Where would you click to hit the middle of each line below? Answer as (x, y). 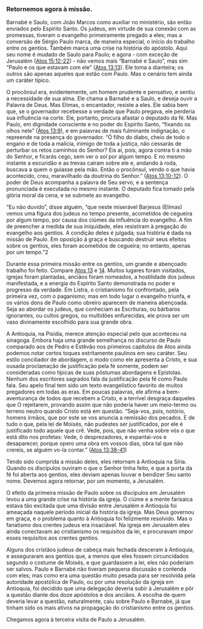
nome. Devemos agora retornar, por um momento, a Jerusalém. (86, 481)
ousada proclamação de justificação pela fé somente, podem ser (87, 366)
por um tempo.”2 (27, 252)
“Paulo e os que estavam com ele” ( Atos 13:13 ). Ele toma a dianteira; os (95, 67)
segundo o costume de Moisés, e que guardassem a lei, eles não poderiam (100, 563)
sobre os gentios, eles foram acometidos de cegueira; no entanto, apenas (98, 246)
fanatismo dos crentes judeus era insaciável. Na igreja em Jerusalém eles (98, 525)
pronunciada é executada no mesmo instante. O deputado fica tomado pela (101, 189)
